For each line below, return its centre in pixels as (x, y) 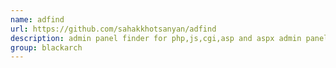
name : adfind (37, 19)
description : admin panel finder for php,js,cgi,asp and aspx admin (156, 38)
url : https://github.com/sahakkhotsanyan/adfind (113, 29)
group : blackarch (46, 47)
